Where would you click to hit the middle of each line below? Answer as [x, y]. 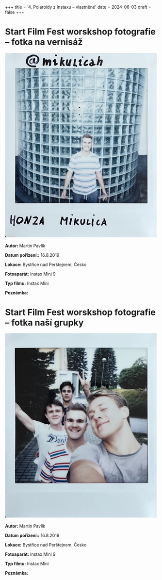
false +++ [15, 12]
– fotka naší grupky [44, 323]
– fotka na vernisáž [44, 42]
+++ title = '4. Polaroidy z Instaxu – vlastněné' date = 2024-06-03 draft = [78, 7]
